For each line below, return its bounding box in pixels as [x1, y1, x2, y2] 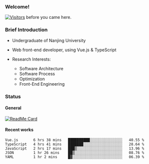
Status [5, 93, 21, 100]
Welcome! [5, 3, 30, 10]
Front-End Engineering [19, 81, 65, 87]
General [5, 105, 22, 111]
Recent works [5, 127, 34, 133]
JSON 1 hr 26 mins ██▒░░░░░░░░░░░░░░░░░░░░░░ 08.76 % [5, 150, 145, 155]
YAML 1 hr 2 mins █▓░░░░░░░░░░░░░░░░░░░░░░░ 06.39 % [5, 154, 145, 159]
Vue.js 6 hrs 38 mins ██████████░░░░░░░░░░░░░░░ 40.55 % [5, 137, 145, 142]
